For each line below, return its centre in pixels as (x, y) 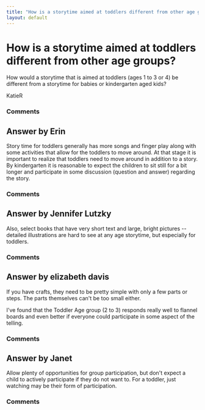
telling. (15, 323)
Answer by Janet (39, 358)
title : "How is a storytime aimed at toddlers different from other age (101, 12)
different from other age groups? (91, 61)
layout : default (27, 18)
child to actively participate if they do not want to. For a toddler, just (91, 380)
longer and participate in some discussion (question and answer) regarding (101, 172)
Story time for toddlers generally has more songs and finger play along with (101, 146)
